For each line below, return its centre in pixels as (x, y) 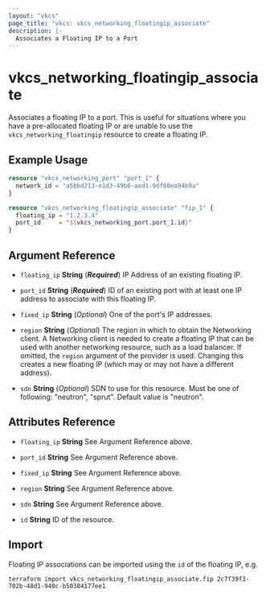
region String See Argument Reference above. (97, 488)
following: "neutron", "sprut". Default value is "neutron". (112, 397)
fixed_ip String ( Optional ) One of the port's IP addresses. (116, 314)
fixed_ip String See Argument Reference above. (101, 472)
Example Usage (48, 160)
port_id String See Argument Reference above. (99, 457)
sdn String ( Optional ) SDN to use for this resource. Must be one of (129, 388)
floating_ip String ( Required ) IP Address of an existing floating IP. (131, 274)
